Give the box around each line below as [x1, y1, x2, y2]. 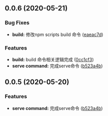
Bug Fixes [5, 19, 30, 26]
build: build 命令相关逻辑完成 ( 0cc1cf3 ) [12, 56, 94, 62]
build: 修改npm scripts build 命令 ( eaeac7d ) [12, 31, 103, 37]
